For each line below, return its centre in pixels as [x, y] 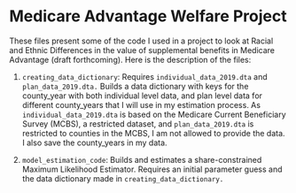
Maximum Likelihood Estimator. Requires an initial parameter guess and [152, 169]
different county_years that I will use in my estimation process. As [141, 104]
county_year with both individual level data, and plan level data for [142, 96]
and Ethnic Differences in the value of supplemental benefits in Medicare [142, 50]
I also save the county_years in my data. [94, 143]
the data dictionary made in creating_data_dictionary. [123, 178]
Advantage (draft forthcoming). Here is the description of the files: [130, 59]
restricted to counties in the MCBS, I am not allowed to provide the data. [153, 133]
